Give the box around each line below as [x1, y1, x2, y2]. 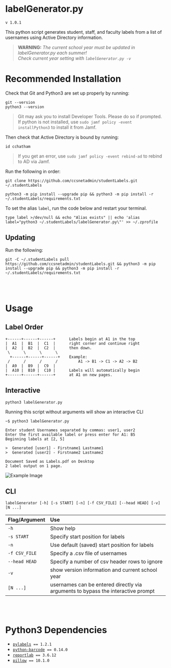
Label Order [5, 323, 43, 331]
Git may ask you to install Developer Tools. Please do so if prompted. [17, 113, 162, 119]
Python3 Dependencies [5, 624, 107, 636]
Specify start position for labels [50, 533, 125, 540]
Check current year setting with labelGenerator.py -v [17, 55, 131, 61]
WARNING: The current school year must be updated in [17, 44, 135, 50]
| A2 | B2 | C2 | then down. [5, 345, 93, 350]
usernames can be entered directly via [50, 581, 142, 588]
